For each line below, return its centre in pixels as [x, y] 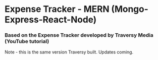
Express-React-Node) [51, 20]
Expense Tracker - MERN [57, 9]
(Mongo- [130, 9]
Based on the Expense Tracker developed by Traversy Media [79, 35]
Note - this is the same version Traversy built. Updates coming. [69, 52]
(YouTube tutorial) [27, 42]
